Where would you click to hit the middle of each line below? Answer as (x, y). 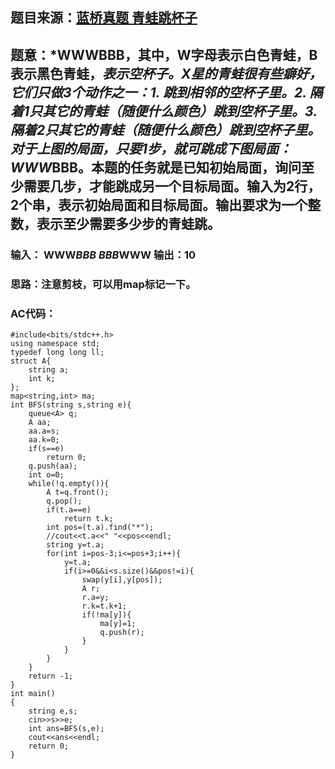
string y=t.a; (75, 544)
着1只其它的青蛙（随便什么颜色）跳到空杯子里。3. (164, 111)
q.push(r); (122, 632)
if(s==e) (46, 448)
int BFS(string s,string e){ (71, 404)
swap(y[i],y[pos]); (122, 579)
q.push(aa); (53, 466)
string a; (49, 369)
